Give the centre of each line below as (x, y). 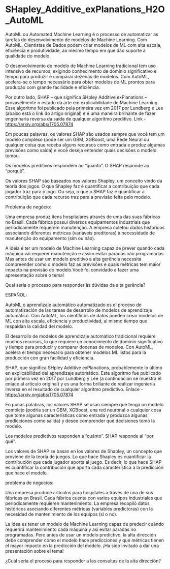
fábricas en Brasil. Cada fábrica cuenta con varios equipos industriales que (84, 498)
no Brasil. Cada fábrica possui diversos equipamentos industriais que (78, 222)
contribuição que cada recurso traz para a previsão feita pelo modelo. (78, 197)
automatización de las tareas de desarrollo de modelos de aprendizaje (79, 310)
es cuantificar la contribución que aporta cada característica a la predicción (84, 467)
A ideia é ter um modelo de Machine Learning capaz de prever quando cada (85, 248)
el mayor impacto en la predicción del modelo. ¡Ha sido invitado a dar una (82, 546)
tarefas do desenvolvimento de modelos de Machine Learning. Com (76, 40)
